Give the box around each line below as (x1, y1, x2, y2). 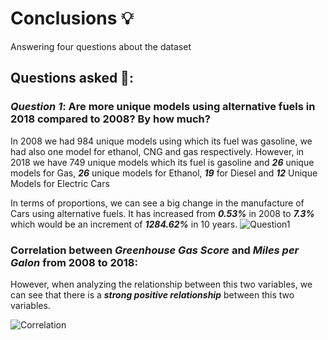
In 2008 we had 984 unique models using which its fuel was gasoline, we (10, 135, 313, 147)
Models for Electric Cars (10, 177, 110, 189)
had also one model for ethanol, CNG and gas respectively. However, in (10, 145, 305, 157)
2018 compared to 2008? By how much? (10, 112, 211, 126)
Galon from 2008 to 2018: (10, 255, 138, 269)
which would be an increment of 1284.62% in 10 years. (10, 218, 238, 230)
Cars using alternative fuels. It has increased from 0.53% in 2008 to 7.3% (10, 207, 315, 219)
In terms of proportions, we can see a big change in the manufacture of (10, 197, 305, 209)
